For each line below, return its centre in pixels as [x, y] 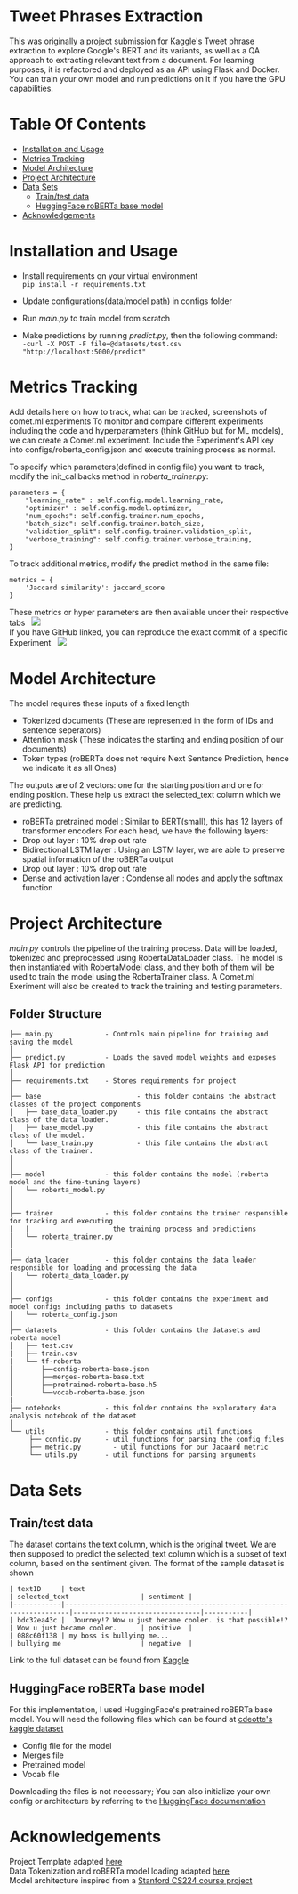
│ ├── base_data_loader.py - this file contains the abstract [139, 1112]
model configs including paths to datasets [91, 1307]
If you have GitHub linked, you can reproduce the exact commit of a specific [149, 632]
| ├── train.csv [43, 1354]
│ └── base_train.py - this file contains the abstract [139, 1143]
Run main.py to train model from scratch [96, 318]
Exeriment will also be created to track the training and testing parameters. [146, 986]
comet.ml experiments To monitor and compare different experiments [137, 421]
